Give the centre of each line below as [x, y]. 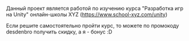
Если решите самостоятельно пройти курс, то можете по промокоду [93, 26]
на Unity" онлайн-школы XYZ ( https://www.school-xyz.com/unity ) [87, 14]
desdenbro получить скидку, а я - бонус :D [59, 32]
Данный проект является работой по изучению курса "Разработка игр [95, 8]
